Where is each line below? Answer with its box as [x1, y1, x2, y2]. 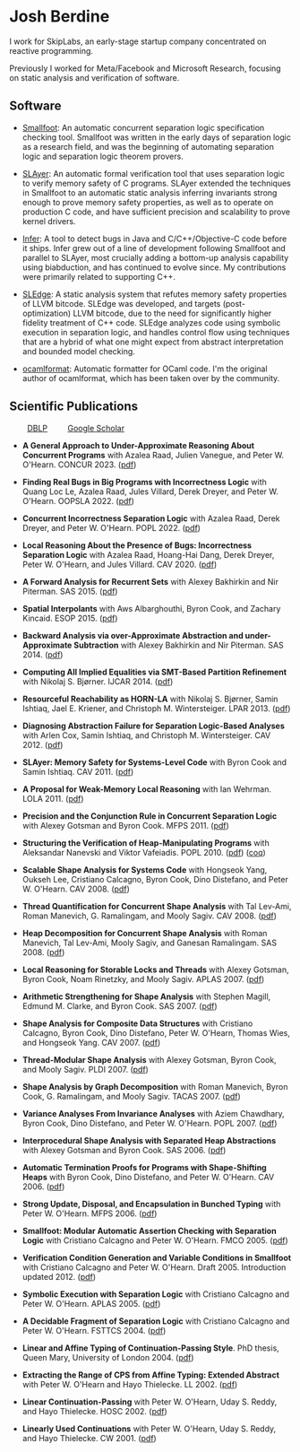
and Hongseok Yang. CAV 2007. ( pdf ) [21, 1037, 161, 1048]
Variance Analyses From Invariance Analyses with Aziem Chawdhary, [21, 1108, 285, 1118]
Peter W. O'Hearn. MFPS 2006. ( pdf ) [21, 1208, 158, 1219]
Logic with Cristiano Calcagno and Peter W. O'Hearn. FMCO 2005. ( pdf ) [21, 1235, 288, 1246]
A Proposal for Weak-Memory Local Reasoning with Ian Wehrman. [21, 783, 271, 795]
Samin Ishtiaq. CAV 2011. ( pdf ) [21, 766, 134, 777]
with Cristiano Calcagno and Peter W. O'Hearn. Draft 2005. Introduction [21, 1262, 287, 1273]
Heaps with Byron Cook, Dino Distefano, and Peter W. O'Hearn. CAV [21, 1171, 275, 1182]
